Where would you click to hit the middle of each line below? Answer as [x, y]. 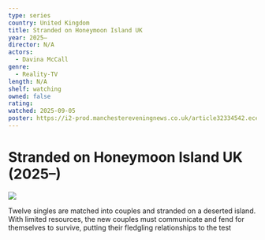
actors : [21, 52]
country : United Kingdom [49, 23]
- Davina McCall [42, 60]
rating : [21, 103]
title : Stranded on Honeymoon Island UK [76, 30]
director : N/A [32, 45]
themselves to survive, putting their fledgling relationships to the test [119, 227]
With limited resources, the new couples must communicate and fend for [126, 219]
